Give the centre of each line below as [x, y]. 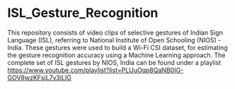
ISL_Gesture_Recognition [83, 13]
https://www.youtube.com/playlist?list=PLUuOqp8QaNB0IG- [96, 70]
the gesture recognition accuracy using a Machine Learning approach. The [116, 55]
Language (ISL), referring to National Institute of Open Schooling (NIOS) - [114, 40]
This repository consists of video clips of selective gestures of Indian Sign [115, 32]
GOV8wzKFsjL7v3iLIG [40, 77]
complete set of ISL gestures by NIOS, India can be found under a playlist [114, 62]
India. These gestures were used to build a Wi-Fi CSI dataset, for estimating [117, 47]
